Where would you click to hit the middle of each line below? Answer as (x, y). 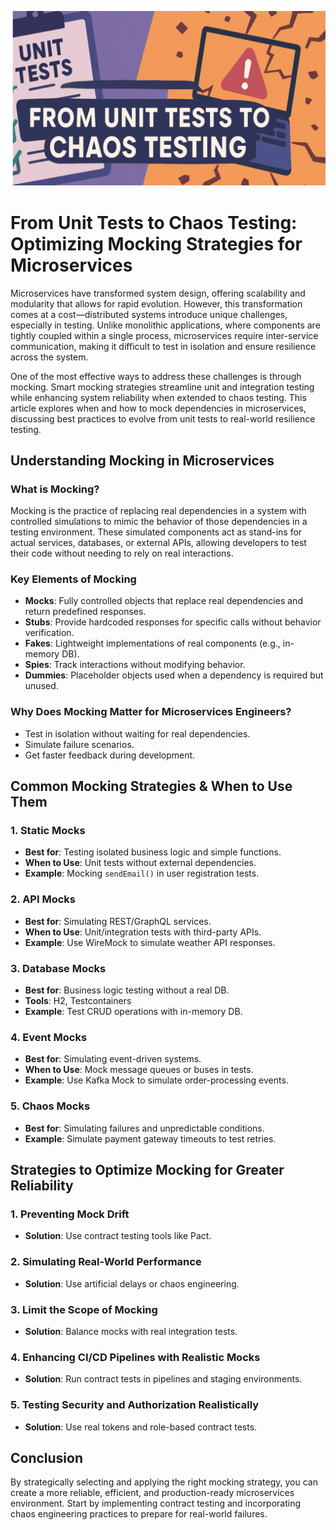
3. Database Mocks (58, 968)
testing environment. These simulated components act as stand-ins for (156, 532)
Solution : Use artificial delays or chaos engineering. (132, 1283)
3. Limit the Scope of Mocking (84, 1309)
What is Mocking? (55, 489)
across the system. (49, 357)
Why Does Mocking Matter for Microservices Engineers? (151, 712)
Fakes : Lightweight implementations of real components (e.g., (152, 643)
